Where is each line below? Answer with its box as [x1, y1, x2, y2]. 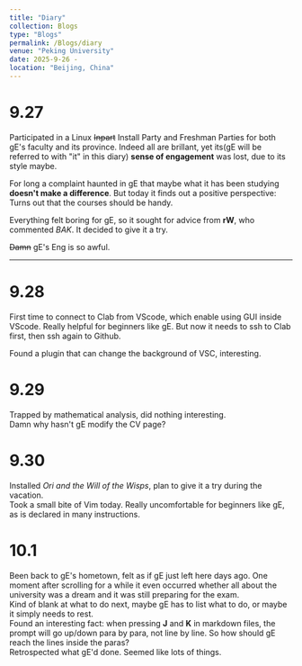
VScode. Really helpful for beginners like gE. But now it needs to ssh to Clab [9, 320, 291, 331]
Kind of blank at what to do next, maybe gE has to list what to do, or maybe [9, 598, 288, 609]
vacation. [9, 490, 44, 500]
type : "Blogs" [9, 30, 63, 39]
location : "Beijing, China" [9, 64, 115, 73]
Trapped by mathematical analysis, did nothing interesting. [9, 409, 226, 419]
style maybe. [9, 160, 58, 171]
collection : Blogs [9, 22, 78, 31]
